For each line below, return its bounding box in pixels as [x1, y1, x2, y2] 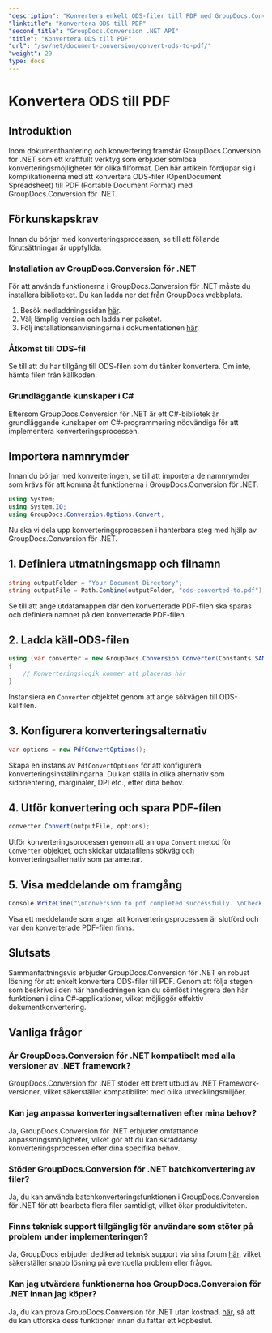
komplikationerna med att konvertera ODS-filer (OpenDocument [8, 171, 222, 181]
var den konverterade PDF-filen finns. [8, 922, 134, 932]
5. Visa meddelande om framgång [8, 878, 183, 892]
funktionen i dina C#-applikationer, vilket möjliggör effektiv [8, 993, 204, 1003]
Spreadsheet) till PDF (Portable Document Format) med [8, 180, 193, 190]
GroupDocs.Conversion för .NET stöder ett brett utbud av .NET [8, 1078, 217, 1088]
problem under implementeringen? [8, 1231, 148, 1242]
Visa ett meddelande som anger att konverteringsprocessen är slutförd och [8, 914, 259, 923]
